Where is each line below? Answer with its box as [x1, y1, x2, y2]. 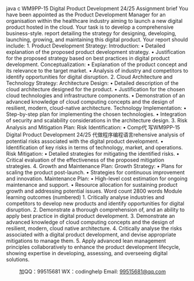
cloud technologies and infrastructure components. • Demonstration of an [6, 92, 185, 99]
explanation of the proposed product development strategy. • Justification [6, 49, 186, 55]
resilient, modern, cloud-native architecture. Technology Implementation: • [6, 105, 187, 111]
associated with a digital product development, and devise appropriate [6, 231, 176, 238]
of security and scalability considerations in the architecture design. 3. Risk [6, 117, 188, 124]
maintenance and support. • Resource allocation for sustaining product [6, 181, 178, 188]
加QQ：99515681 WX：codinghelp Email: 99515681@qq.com [19, 268, 166, 275]
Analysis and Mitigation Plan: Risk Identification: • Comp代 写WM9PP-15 [6, 124, 181, 131]
